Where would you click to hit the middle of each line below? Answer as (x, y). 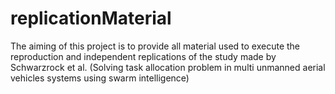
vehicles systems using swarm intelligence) (100, 78)
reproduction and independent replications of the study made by (143, 56)
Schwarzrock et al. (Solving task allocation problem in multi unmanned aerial (168, 67)
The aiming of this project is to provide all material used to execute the (155, 46)
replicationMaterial (91, 18)
